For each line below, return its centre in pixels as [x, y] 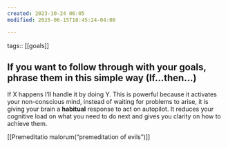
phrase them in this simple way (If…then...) [102, 77]
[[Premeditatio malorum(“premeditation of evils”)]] [79, 137]
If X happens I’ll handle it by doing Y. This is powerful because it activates [112, 94]
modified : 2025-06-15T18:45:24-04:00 [61, 20]
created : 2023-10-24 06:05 [46, 13]
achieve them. [27, 124]
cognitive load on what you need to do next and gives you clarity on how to [114, 116]
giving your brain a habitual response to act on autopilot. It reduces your [111, 109]
